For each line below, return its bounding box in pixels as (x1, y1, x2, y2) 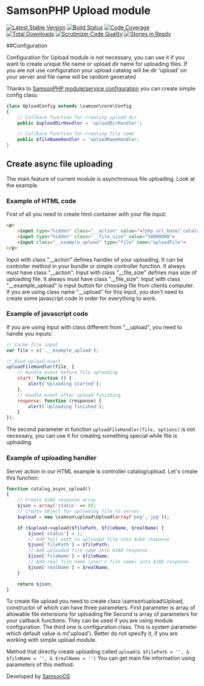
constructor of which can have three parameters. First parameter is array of (6, 604, 195, 611)
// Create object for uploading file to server (17, 508, 140, 515)
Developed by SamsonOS (6, 673, 70, 680)
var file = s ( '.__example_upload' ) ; (6, 347, 99, 353)
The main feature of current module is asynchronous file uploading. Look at (6, 175, 195, 182)
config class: (6, 91, 38, 98)
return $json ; (17, 581, 53, 587)
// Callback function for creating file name (17, 131, 135, 137)
